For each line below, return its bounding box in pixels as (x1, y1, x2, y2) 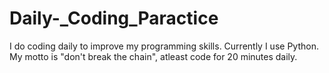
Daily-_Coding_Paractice (9, 7, 219, 30)
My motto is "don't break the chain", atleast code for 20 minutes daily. (9, 50, 298, 62)
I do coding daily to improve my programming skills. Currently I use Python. (9, 40, 319, 52)
